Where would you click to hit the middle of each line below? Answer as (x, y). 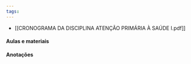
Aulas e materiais (28, 41)
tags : (13, 11)
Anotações (20, 54)
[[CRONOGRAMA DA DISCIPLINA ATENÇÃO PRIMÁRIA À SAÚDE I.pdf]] (100, 28)
